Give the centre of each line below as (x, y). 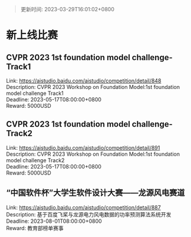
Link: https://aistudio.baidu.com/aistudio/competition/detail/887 (83, 207)
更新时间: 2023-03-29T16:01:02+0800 (67, 9)
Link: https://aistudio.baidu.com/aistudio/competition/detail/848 (84, 81)
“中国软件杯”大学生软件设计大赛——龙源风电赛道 (95, 193)
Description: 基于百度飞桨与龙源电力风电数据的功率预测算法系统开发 (89, 214)
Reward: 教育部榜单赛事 (35, 228)
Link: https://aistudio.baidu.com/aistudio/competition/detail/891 (83, 147)
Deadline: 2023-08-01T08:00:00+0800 (54, 221)
